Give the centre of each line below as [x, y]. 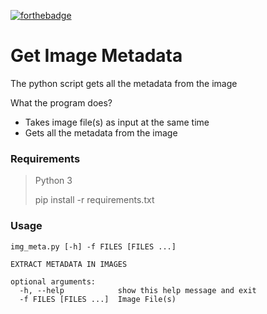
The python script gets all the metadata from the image [124, 83]
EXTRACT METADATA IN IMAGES [69, 264]
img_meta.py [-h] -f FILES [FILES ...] [93, 246]
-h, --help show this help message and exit [138, 290]
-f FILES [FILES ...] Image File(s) [98, 299]
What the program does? [61, 102]
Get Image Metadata [96, 56]
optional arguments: [53, 281]
